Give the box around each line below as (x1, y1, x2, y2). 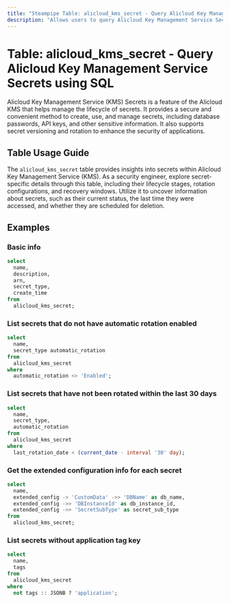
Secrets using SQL (7, 75, 114, 91)
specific (7, 180, 30, 188)
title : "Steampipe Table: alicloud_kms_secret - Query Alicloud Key (7, 10, 207, 17)
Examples (7, 221, 50, 234)
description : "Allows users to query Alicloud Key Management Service (7, 16, 213, 23)
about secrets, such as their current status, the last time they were (7, 194, 194, 203)
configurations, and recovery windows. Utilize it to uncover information (7, 187, 207, 196)
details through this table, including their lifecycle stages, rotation (31, 180, 216, 188)
